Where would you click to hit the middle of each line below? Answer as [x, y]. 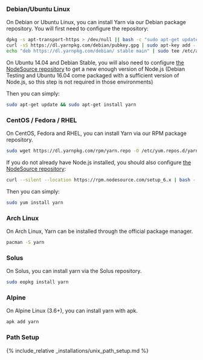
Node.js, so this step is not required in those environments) [80, 82]
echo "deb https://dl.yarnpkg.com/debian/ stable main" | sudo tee [93, 51]
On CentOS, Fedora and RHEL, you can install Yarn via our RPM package [97, 133]
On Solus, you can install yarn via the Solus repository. [74, 271]
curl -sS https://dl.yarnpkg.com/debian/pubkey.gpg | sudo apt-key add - [101, 45]
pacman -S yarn [25, 243]
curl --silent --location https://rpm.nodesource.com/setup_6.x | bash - [101, 180]
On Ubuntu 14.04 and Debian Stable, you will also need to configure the [95, 62]
